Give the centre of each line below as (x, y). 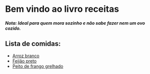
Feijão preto (25, 61)
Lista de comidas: (33, 44)
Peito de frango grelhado (38, 66)
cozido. (13, 28)
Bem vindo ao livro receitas (62, 9)
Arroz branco (26, 56)
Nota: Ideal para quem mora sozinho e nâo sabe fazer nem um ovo (75, 23)
